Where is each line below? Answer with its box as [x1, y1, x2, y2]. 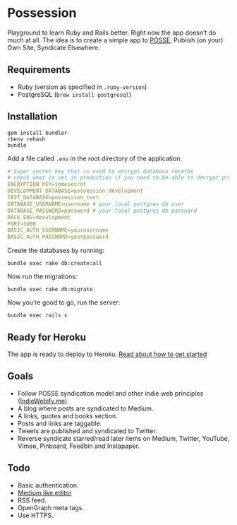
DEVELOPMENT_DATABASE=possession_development [7, 187, 143, 195]
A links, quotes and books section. [17, 411, 118, 420]
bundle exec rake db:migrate [7, 286, 93, 293]
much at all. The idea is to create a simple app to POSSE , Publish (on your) [7, 35, 224, 44]
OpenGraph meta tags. [17, 503, 85, 512]
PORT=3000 [7, 220, 37, 228]
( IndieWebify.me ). [17, 396, 69, 405]
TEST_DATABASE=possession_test [7, 194, 99, 201]
